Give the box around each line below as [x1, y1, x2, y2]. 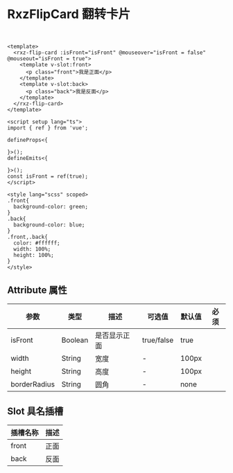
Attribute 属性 [7, 285, 67, 296]
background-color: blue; [13, 221, 85, 229]
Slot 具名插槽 [7, 406, 64, 418]
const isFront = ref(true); [7, 172, 89, 180]
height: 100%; [13, 251, 54, 258]
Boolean [61, 335, 89, 345]
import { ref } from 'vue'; [7, 124, 89, 132]
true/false [141, 335, 174, 345]
